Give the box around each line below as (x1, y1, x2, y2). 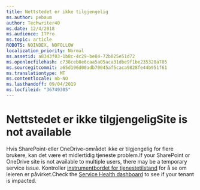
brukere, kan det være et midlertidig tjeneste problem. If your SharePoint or (6, 151, 190, 159)
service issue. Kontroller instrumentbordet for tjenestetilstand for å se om (6, 164, 187, 171)
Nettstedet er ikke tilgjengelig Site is (6, 113, 187, 126)
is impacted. (6, 177, 37, 184)
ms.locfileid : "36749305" (6, 87, 71, 93)
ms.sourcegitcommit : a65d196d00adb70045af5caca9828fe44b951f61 (6, 64, 168, 71)
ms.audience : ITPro (6, 31, 55, 37)
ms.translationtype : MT (6, 70, 66, 76)
